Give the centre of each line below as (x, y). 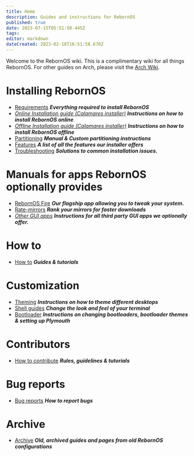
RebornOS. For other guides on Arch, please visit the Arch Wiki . (83, 67)
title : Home (21, 11)
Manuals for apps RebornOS (76, 174)
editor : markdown (27, 39)
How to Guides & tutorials (46, 262)
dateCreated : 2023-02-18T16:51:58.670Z (55, 45)
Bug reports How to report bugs (53, 400)
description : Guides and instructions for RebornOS (71, 17)
